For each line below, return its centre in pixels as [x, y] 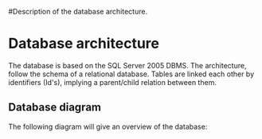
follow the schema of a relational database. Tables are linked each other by [131, 74]
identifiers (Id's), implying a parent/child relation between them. [113, 82]
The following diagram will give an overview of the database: [108, 126]
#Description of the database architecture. [78, 12]
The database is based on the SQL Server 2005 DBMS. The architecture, [127, 65]
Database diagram [55, 108]
